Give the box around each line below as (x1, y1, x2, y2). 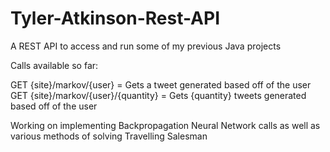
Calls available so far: (10, 59, 99, 71)
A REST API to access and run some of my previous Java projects (10, 40, 282, 52)
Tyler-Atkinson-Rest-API (10, 7, 221, 30)
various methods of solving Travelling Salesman (10, 130, 208, 142)
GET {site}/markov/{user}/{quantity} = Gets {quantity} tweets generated (10, 89, 307, 101)
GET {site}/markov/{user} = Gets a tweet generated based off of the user (10, 78, 312, 91)
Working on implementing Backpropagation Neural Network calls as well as (10, 119, 321, 131)
